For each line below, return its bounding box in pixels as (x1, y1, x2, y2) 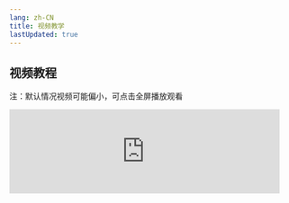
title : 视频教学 (9, 22, 65, 31)
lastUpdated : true (9, 30, 78, 39)
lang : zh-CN (9, 13, 54, 22)
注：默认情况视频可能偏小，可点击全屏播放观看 (9, 91, 183, 101)
